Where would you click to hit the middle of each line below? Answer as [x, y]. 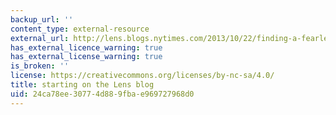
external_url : [40, 38]
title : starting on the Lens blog [82, 85]
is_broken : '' [40, 66]
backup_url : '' [42, 19]
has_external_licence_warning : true [86, 47]
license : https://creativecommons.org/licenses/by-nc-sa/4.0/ [142, 76]
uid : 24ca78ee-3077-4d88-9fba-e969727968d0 [102, 94]
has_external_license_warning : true [86, 57]
